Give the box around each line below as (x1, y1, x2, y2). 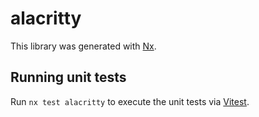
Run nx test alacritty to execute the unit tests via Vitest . (10, 95, 250, 107)
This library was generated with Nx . (10, 40, 157, 52)
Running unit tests (10, 69, 127, 86)
